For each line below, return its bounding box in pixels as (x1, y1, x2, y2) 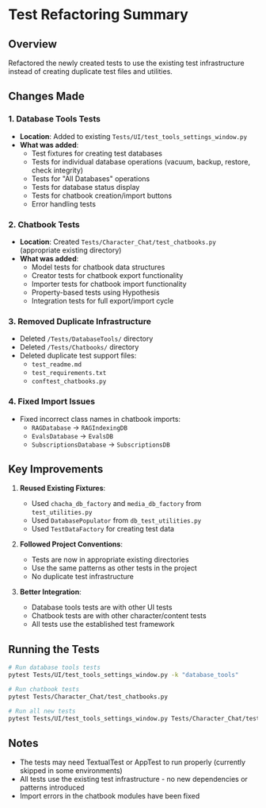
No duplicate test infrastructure (31, 572, 135, 582)
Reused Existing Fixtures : (19, 483, 106, 493)
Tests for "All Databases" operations (31, 173, 150, 184)
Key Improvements (8, 462, 104, 476)
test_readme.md (31, 361, 82, 369)
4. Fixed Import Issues (8, 396, 96, 407)
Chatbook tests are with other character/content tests (31, 611, 207, 620)
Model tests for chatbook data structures (31, 262, 165, 272)
